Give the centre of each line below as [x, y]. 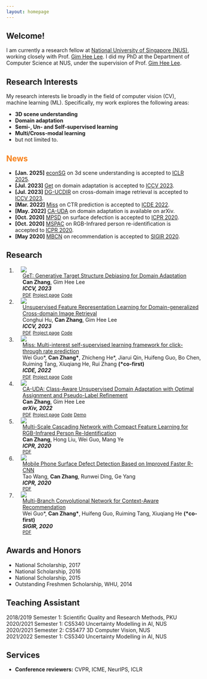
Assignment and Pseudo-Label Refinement [75, 395]
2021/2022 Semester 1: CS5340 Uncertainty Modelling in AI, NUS [86, 636]
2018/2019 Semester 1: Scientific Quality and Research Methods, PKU [92, 617]
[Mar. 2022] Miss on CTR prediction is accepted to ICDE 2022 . [92, 205]
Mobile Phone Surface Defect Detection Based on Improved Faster [104, 464]
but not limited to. [36, 140]
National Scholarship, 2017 [47, 565]
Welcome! [25, 36]
